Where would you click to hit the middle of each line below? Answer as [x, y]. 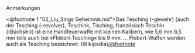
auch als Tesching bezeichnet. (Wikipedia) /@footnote [71, 44]
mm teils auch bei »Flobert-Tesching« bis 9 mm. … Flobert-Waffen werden [96, 38]
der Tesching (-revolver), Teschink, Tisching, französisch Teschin [85, 25]
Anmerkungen [23, 8]
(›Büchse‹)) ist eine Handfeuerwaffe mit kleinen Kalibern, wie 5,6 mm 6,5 [94, 31]
